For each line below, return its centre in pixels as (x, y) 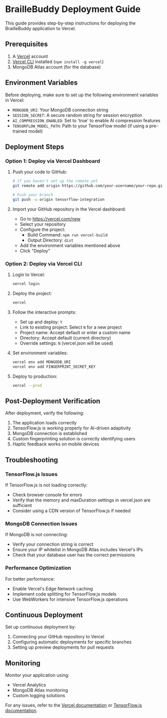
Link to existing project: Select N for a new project (71, 327)
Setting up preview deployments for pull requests (63, 647)
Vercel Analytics (29, 685)
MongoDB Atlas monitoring (40, 690)
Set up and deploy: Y (41, 322)
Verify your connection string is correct (53, 544)
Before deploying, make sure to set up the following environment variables (82, 95)
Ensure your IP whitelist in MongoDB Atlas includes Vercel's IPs (78, 550)
